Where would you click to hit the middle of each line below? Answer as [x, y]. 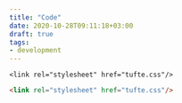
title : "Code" [36, 17]
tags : [19, 42]
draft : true [31, 34]
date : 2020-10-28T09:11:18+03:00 [71, 26]
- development [36, 51]
